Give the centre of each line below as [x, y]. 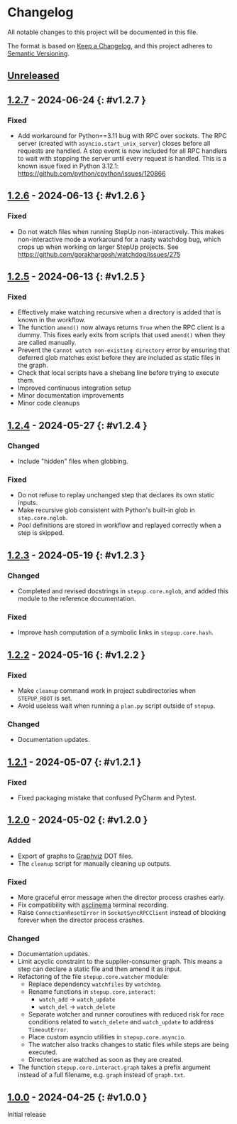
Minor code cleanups [49, 403]
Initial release [27, 1115]
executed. [43, 1052]
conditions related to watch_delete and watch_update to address [121, 1022]
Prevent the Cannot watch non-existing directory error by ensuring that [124, 350]
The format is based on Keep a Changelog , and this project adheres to [110, 46]
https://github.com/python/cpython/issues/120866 [92, 174]
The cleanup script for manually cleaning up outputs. [94, 863]
